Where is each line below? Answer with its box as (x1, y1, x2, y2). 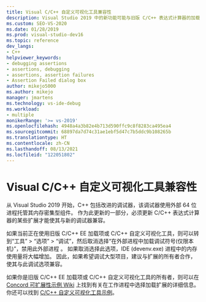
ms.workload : (6, 106, 40, 112)
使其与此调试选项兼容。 (6, 260, 66, 268)
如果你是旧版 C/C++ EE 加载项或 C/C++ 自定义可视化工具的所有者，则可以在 (6, 274, 199, 281)
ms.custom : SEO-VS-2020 (6, 20, 67, 26)
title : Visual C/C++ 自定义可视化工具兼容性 (6, 9, 112, 15)
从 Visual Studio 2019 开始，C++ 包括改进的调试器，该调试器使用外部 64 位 (6, 201, 197, 209)
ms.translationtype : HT (6, 134, 67, 141)
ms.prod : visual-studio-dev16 (6, 32, 84, 38)
